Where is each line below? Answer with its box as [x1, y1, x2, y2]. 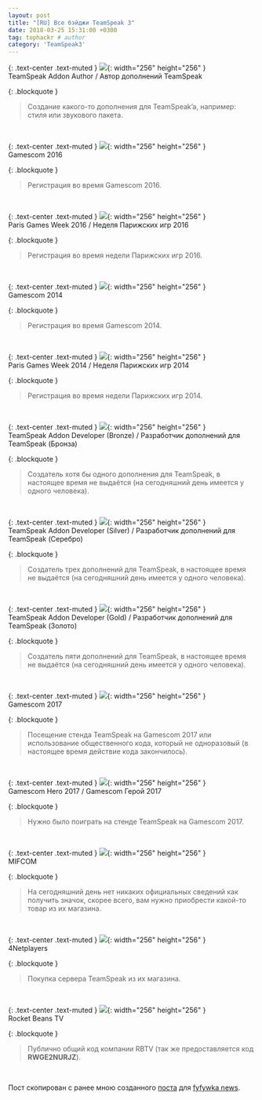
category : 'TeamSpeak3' [8, 41, 86, 49]
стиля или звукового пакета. [27, 111, 123, 120]
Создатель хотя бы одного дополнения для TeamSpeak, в [27, 470, 221, 479]
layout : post [8, 11, 51, 20]
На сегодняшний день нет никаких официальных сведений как [27, 887, 239, 897]
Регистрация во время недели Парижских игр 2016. [27, 250, 202, 260]
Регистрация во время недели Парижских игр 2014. [27, 391, 203, 400]
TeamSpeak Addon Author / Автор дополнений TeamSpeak [8, 71, 202, 81]
